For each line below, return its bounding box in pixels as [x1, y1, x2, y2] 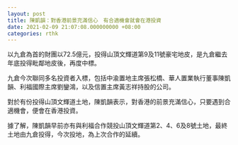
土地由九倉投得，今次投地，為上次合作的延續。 [7, 130, 144, 139]
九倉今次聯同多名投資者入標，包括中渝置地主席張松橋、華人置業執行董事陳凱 [7, 74, 231, 82]
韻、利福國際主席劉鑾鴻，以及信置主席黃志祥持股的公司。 [7, 82, 175, 92]
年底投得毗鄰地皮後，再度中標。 [7, 59, 101, 68]
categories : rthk [7, 30, 59, 37]
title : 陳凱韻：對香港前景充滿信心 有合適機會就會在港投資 [7, 17, 161, 24]
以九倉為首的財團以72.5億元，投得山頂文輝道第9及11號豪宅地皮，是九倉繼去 [7, 50, 228, 58]
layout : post [7, 10, 46, 18]
